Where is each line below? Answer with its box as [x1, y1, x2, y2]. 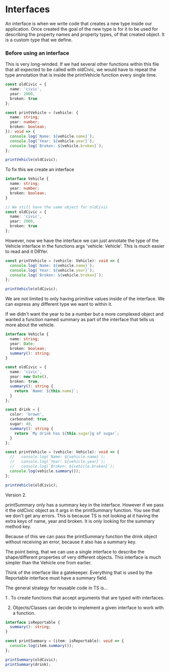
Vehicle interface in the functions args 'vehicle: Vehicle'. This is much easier [5, 243, 165, 249]
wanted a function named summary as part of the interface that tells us [5, 317, 154, 323]
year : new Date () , [10, 374, 49, 379]
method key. [5, 523, 32, 530]
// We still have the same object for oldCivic [5, 204, 108, 210]
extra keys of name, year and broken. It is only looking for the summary [5, 518, 155, 524]
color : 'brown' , [10, 412, 44, 417]
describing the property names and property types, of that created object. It [5, 31, 165, 37]
